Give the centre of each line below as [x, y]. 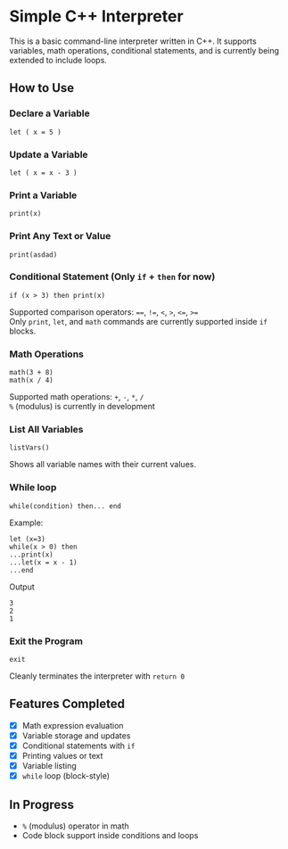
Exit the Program [46, 641]
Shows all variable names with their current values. [103, 465]
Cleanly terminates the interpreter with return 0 [97, 676]
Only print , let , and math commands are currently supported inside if [139, 321]
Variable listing [49, 766]
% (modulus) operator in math [75, 826]
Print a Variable [43, 195]
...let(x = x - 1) [43, 562]
